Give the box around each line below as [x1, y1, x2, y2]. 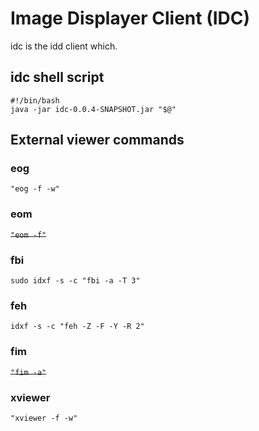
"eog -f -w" [10, 184, 60, 194]
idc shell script [10, 69, 105, 86]
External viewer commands [10, 132, 185, 149]
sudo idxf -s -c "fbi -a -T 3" [10, 276, 141, 286]
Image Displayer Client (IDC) [10, 7, 251, 30]
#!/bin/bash [10, 95, 60, 106]
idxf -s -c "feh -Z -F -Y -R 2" [10, 322, 145, 332]
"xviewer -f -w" [10, 413, 78, 423]
